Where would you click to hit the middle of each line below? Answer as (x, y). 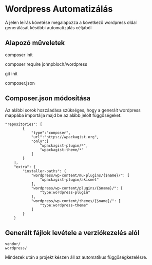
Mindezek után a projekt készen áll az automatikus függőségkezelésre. (76, 257)
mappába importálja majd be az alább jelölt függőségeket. (63, 115)
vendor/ (13, 244)
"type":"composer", (51, 132)
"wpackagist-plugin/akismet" (69, 180)
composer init (19, 55)
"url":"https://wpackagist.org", (65, 137)
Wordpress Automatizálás (59, 9)
